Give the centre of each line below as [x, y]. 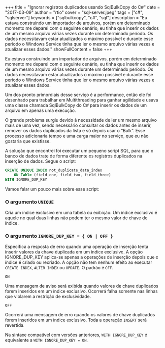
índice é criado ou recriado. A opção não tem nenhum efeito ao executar [79, 262]
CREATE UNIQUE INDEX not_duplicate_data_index [54, 170]
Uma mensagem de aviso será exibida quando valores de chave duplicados [82, 286]
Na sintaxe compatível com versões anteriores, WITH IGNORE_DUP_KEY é [76, 335]
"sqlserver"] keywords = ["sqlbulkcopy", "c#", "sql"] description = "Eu [76, 18]
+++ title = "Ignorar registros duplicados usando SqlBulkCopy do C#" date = [82, 7]
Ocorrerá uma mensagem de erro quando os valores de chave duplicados [80, 315]
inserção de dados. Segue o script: [41, 161]
